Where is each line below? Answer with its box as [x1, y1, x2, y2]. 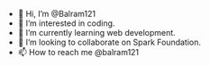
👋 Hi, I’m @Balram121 [17, 9, 96, 19]
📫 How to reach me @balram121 [17, 47, 140, 57]
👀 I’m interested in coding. [17, 18, 115, 29]
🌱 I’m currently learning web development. [17, 28, 176, 37]
